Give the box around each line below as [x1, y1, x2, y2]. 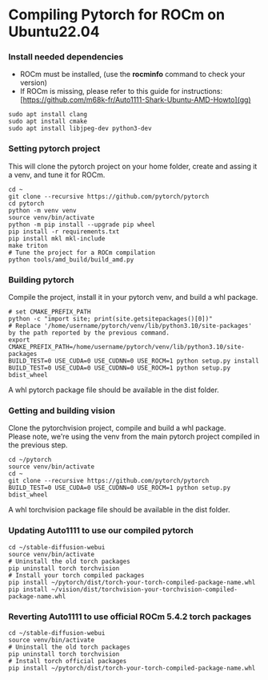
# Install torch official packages [8, 657, 127, 665]
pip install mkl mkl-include [8, 234, 106, 242]
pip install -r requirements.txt [8, 227, 120, 236]
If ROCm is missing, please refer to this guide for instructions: [19, 87, 223, 96]
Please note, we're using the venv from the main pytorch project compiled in [8, 431, 260, 442]
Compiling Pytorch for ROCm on [8, 6, 226, 24]
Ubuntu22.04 [8, 22, 100, 41]
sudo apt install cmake [8, 118, 88, 126]
